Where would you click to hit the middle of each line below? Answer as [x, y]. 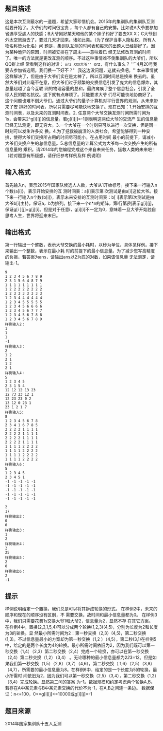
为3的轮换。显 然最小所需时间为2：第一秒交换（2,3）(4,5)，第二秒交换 [76, 633]
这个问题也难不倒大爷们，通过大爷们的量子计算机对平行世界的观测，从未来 [79, 100]
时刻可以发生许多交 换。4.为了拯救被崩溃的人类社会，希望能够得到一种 [76, 131]
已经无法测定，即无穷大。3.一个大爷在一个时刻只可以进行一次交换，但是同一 [81, 125]
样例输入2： [15, 325]
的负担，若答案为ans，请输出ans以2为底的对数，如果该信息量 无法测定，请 [80, 257]
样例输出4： [15, 544]
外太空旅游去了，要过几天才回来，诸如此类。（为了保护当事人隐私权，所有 [78, 39]
